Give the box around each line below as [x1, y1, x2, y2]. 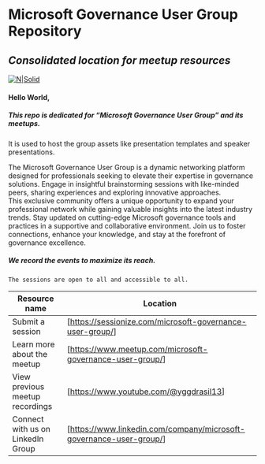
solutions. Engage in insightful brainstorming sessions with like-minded [8, 179, 240, 188]
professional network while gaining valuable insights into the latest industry [8, 204, 253, 213]
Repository [8, 22, 82, 40]
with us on [12, 423, 51, 434]
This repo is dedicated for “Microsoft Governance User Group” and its [8, 110, 244, 120]
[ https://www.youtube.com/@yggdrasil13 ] [66, 386, 226, 397]
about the [12, 348, 48, 359]
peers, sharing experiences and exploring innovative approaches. [8, 187, 222, 197]
